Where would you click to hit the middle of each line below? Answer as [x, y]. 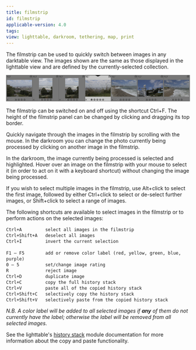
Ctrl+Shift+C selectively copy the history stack [70, 294]
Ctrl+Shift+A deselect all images [50, 235]
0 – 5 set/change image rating [56, 265]
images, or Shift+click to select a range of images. [66, 200]
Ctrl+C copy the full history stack [61, 282]
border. [15, 123]
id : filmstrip [23, 18]
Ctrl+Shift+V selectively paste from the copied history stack [87, 300]
